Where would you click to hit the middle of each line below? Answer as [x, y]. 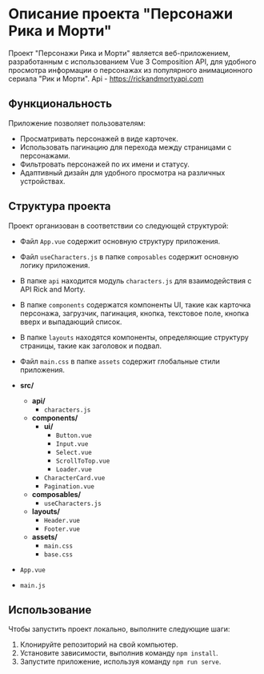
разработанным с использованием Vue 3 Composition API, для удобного [132, 62]
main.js [32, 585]
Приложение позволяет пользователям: [77, 123]
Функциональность [60, 104]
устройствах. [42, 181]
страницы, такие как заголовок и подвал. [91, 346]
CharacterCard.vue [74, 478]
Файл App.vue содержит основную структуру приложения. [120, 241]
